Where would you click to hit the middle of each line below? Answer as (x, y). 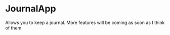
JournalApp (31, 9)
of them (13, 27)
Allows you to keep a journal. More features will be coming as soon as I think (85, 22)
